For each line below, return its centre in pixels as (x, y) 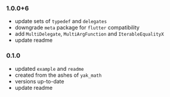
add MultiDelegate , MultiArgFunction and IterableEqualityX (89, 34)
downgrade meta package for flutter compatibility (77, 27)
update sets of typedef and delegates (61, 21)
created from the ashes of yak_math (58, 75)
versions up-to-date (39, 81)
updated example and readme (49, 68)
